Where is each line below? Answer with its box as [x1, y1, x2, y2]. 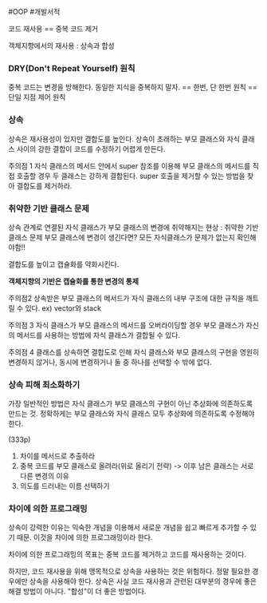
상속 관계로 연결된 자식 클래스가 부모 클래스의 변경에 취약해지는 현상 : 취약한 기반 [8, 222, 259, 232]
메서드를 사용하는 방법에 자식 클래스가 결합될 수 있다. [16, 330, 181, 339]
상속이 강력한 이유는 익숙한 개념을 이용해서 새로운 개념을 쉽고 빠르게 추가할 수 [8, 522, 249, 533]
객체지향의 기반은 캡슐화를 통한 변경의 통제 [8, 276, 139, 286]
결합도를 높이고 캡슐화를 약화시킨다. [8, 259, 120, 269]
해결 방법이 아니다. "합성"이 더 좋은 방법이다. [8, 586, 147, 597]
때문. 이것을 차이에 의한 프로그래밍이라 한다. [16, 533, 153, 542]
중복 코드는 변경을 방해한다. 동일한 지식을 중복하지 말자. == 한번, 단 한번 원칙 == [8, 82, 257, 92]
